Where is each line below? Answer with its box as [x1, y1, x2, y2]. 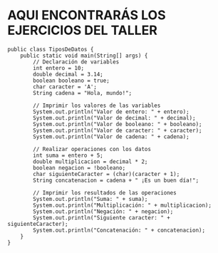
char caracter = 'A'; [33, 83, 98, 91]
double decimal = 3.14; [33, 71, 103, 78]
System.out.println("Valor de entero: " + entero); [33, 108, 190, 115]
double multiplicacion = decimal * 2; [33, 158, 148, 165]
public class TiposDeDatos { [7, 46, 94, 53]
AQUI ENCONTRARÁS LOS [7, 7, 166, 24]
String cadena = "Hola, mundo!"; [33, 89, 133, 96]
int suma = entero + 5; [33, 152, 103, 159]
